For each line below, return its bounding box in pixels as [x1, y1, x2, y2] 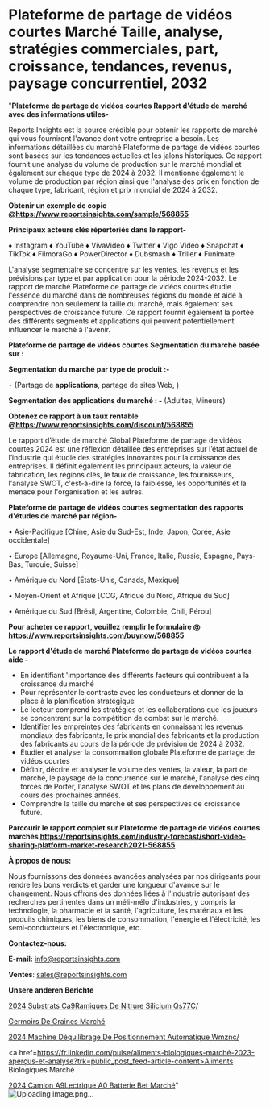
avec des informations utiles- [8, 109, 109, 119]
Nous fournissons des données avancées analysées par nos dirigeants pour [8, 871, 261, 880]
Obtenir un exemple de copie [8, 200, 107, 210]
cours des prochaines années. [19, 790, 121, 800]
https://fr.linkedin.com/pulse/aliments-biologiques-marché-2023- [36, 1047, 255, 1057]
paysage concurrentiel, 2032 [8, 74, 208, 93]
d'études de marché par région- [8, 510, 118, 521]
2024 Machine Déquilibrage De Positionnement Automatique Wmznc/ [8, 1032, 239, 1042]
